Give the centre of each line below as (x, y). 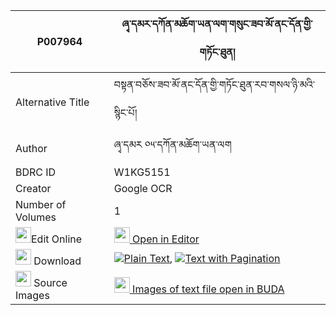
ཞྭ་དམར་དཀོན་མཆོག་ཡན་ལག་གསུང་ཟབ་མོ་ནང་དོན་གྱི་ (217, 24)
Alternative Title (52, 102)
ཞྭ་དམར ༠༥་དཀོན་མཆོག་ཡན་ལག (172, 144)
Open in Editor (166, 239)
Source (50, 282)
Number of (41, 204)
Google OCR (143, 188)
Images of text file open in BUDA (208, 289)
